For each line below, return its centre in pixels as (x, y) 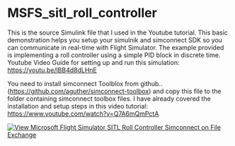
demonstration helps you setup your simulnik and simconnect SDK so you (115, 39)
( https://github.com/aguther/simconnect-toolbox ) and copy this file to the (114, 91)
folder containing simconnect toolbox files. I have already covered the (109, 98)
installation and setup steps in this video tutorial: (78, 106)
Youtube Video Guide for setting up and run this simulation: (93, 62)
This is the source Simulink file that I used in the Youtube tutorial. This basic (118, 32)
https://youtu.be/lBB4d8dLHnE (52, 70)
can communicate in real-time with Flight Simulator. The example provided (116, 47)
